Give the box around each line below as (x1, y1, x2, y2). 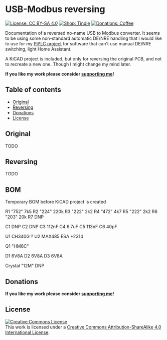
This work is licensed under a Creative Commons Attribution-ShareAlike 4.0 (5, 324, 161, 330)
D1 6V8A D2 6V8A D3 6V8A (5, 253, 63, 259)
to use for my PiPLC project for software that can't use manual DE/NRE (5, 40, 151, 46)
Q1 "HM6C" (5, 243, 29, 249)
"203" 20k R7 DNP (5, 214, 44, 220)
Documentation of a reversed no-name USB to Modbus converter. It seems (5, 30, 160, 36)
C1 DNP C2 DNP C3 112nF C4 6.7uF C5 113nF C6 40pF (5, 224, 118, 230)
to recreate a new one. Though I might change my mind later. (5, 61, 131, 67)
